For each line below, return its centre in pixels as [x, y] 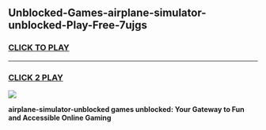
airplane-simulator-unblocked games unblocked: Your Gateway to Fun [127, 109]
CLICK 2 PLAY [36, 77]
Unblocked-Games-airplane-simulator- [107, 13]
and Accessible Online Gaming [60, 117]
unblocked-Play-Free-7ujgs [78, 26]
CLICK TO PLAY [39, 48]
